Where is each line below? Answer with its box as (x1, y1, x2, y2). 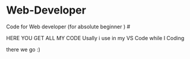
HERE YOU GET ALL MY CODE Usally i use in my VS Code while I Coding (6, 34, 185, 41)
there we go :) (6, 45, 40, 53)
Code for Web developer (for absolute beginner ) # (6, 23, 131, 30)
